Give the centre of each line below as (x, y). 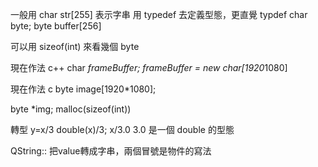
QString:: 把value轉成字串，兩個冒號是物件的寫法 (111, 151)
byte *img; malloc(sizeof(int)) (71, 109)
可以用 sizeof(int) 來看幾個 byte (75, 46)
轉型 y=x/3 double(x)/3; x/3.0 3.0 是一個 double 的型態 (122, 129)
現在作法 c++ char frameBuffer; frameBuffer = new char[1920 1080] (149, 67)
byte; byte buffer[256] (56, 26)
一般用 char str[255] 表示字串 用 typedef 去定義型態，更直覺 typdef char (159, 14)
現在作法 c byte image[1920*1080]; (83, 89)
